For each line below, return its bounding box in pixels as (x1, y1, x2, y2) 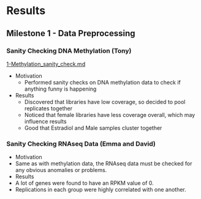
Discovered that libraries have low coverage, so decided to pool (24, 98, 186, 105)
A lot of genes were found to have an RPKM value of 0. (15, 179, 154, 187)
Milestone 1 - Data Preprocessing (6, 28, 136, 39)
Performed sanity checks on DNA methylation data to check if (24, 78, 181, 86)
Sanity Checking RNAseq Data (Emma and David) (6, 139, 156, 148)
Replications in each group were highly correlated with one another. (15, 186, 186, 193)
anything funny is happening (24, 85, 97, 92)
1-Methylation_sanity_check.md (6, 60, 86, 67)
